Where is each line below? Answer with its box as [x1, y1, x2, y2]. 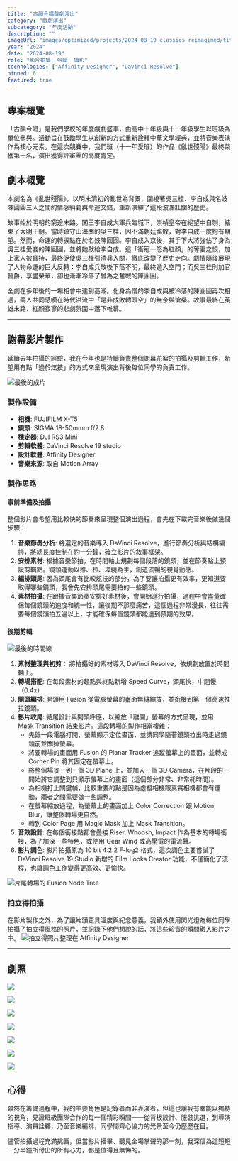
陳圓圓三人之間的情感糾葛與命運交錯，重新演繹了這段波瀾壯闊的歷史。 [7, 203, 212, 212]
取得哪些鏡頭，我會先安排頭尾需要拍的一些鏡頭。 [17, 583, 161, 592]
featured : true [7, 76, 52, 84]
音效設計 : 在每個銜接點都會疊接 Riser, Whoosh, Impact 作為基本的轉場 [17, 828, 221, 836]
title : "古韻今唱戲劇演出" [7, 10, 79, 18]
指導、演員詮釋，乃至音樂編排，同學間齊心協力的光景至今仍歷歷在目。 [7, 1122, 212, 1130]
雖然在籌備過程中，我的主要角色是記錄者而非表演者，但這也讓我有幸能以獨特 [7, 1104, 231, 1113]
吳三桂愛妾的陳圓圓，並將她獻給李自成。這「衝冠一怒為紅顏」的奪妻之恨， [7, 245, 225, 253]
